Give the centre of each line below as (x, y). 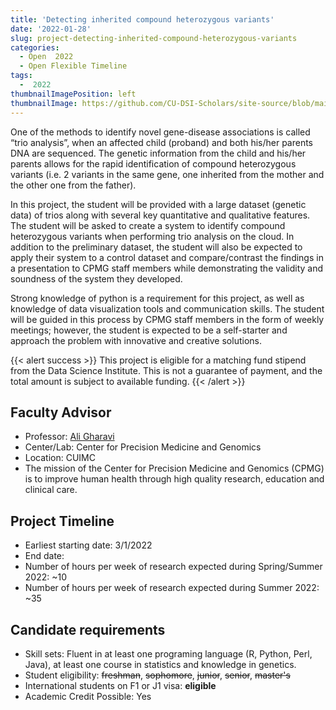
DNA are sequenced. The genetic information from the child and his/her (158, 153)
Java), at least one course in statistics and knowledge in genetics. (160, 664)
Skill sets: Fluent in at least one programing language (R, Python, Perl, (168, 653)
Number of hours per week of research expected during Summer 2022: (172, 588)
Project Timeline (62, 521)
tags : (21, 76)
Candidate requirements (88, 629)
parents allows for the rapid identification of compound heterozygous (153, 163)
